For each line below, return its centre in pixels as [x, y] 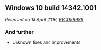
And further [19, 32]
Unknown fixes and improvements [46, 42]
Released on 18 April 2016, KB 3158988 [44, 19]
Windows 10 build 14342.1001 [51, 8]
